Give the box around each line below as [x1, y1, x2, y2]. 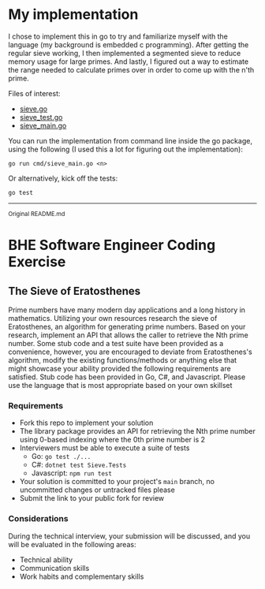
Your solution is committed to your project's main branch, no [19, 477, 215, 486]
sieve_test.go [19, 112, 63, 121]
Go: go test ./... [31, 452, 91, 461]
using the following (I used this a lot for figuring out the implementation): [8, 144, 243, 154]
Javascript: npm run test [31, 468, 113, 478]
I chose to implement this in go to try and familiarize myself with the [8, 32, 229, 41]
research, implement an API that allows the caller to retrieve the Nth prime [8, 330, 248, 340]
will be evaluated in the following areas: [8, 539, 136, 549]
